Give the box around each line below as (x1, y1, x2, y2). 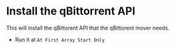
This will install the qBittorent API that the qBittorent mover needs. (6, 24, 170, 31)
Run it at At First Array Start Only (14, 36, 105, 43)
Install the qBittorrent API (6, 4, 136, 18)
